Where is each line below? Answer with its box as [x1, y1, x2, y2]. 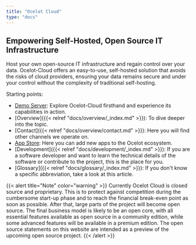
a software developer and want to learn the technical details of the [14, 152, 176, 159]
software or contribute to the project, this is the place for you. [14, 158, 164, 165]
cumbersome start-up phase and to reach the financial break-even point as [6, 194, 188, 202]
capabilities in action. [14, 108, 67, 115]
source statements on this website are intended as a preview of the [6, 226, 169, 233]
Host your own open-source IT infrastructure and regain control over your [6, 61, 185, 68]
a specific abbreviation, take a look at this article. [14, 171, 134, 178]
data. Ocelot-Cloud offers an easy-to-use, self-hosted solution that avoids [6, 67, 186, 74]
